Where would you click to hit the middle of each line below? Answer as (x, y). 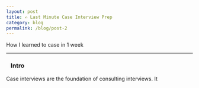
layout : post (22, 12)
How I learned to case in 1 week (45, 45)
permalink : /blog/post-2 (37, 28)
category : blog (25, 22)
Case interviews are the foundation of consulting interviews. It (82, 79)
